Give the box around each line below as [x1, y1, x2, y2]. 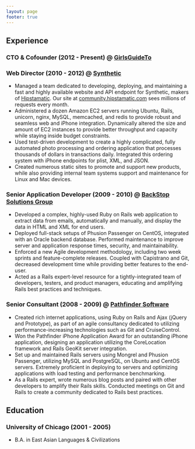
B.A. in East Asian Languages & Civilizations [14, 436, 120, 443]
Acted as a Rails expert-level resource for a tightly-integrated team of [14, 273, 182, 280]
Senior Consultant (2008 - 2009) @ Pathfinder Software [6, 300, 169, 308]
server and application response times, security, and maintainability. [14, 242, 179, 249]
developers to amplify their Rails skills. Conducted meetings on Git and [14, 382, 185, 389]
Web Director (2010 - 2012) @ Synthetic [6, 69, 121, 77]
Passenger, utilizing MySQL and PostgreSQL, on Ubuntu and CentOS [14, 357, 180, 364]
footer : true [6, 14, 38, 20]
